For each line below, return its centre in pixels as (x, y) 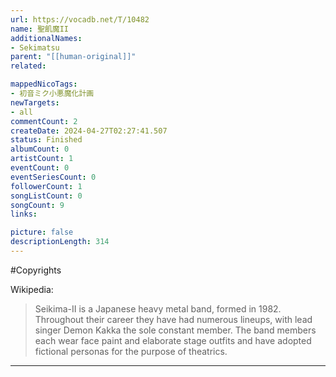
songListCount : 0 (46, 196)
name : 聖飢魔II (39, 29)
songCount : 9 (37, 205)
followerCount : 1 (46, 186)
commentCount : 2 (44, 121)
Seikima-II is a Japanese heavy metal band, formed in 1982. (158, 308)
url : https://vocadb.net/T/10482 (80, 19)
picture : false (42, 232)
